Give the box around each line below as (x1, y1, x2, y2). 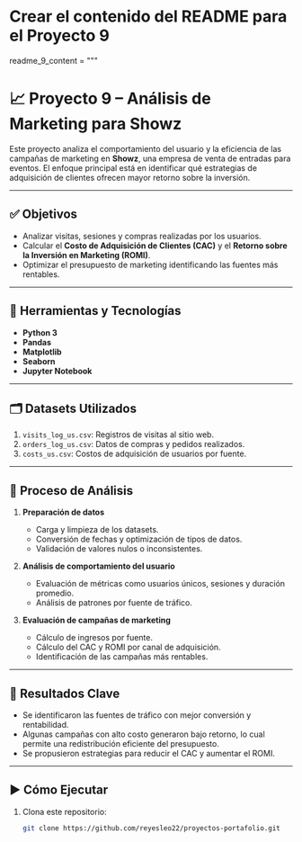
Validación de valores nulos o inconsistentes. (35, 543, 203, 554)
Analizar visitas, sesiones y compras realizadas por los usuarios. (22, 230, 262, 241)
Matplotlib (22, 346, 62, 357)
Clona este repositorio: (22, 806, 107, 817)
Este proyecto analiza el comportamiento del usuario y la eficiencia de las (9, 143, 281, 154)
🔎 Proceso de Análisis (9, 483, 134, 498)
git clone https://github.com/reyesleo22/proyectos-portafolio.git (22, 823, 280, 833)
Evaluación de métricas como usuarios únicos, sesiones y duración (35, 578, 286, 589)
